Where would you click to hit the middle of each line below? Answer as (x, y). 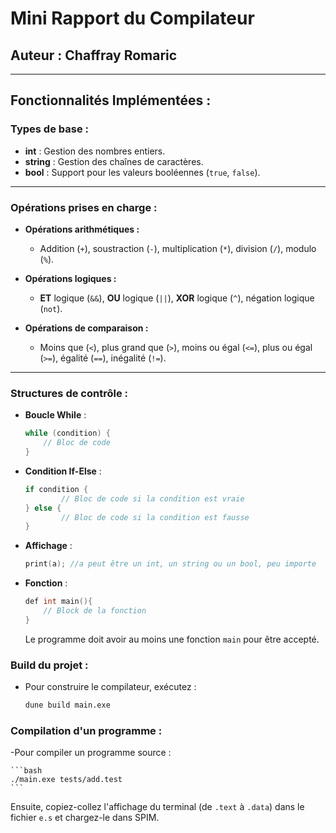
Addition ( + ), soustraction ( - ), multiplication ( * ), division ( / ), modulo (178, 248)
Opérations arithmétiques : (82, 229)
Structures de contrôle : (69, 393)
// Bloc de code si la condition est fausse (155, 517)
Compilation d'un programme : (86, 730)
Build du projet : (49, 665)
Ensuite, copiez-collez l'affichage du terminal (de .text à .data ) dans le (157, 807)
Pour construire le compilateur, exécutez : (110, 687)
